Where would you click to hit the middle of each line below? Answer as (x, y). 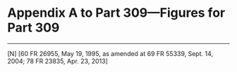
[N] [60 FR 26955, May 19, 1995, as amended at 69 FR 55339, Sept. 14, (110, 53)
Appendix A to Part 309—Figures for (116, 13)
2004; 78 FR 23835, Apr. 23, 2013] (57, 61)
